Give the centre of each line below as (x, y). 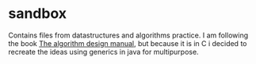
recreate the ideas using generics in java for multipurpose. (104, 52)
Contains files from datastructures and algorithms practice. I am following (128, 35)
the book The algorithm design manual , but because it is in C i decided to (128, 43)
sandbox (38, 14)
